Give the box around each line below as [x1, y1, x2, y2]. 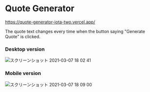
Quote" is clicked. [5, 34, 40, 39]
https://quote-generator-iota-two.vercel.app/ [5, 19, 95, 25]
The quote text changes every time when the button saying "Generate [5, 28, 145, 34]
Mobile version [5, 70, 41, 77]
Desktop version [5, 46, 45, 53]
